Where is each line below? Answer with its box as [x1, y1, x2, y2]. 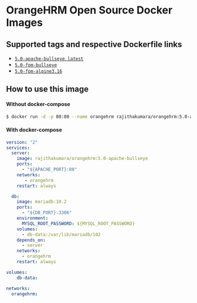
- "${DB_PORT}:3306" [21, 210, 72, 216]
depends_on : [16, 237, 46, 243]
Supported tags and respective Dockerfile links [6, 39, 182, 49]
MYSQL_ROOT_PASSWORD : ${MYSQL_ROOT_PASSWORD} [21, 220, 135, 226]
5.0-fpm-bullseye [14, 62, 57, 68]
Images [6, 16, 43, 29]
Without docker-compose [6, 100, 70, 107]
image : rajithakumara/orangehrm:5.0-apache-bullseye [16, 156, 148, 162]
